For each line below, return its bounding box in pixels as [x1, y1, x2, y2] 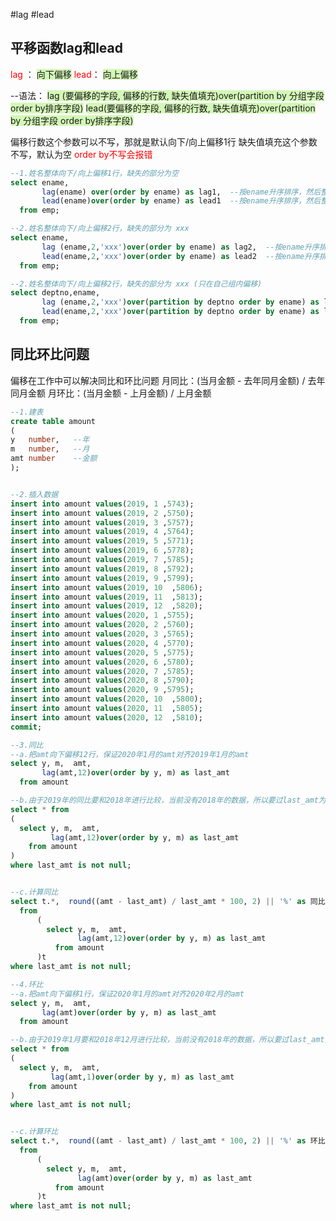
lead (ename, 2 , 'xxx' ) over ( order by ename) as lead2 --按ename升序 [41, 251, 320, 261]
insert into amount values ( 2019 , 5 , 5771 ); [10, 536, 195, 546]
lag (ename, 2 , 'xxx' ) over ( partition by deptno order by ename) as [41, 297, 320, 308]
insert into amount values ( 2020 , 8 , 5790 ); [10, 675, 195, 686]
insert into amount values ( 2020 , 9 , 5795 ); [10, 685, 195, 695]
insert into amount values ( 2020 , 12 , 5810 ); [10, 712, 203, 723]
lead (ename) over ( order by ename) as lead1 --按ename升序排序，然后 [41, 196, 322, 206]
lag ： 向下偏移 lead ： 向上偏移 [10, 68, 138, 80]
